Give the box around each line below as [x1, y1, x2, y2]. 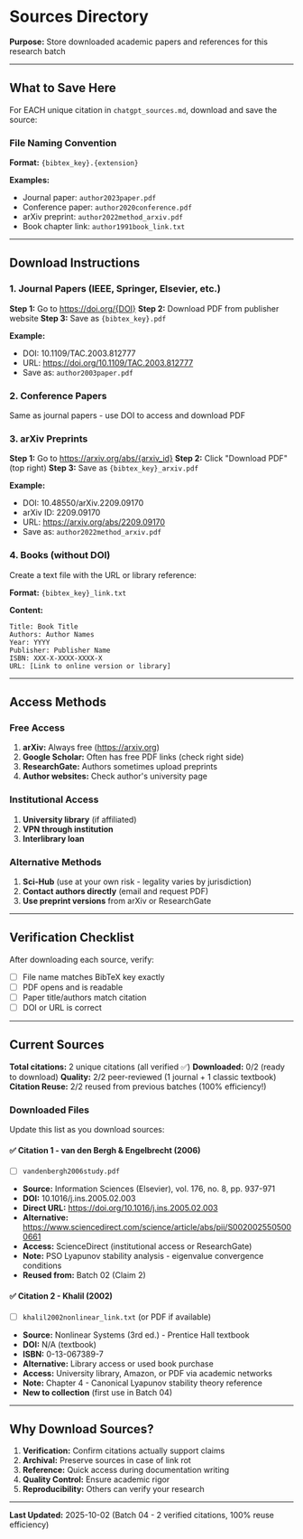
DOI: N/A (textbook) [22, 1338, 97, 1349]
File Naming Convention [9, 136, 117, 149]
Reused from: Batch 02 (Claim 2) [22, 1270, 146, 1281]
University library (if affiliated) [22, 814, 137, 825]
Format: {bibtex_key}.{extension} [9, 157, 139, 168]
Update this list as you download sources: [9, 1124, 165, 1135]
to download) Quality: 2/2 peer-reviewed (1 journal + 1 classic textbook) [9, 1071, 277, 1082]
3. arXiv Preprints [9, 432, 88, 444]
